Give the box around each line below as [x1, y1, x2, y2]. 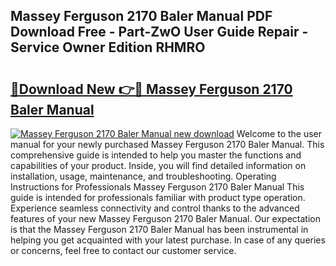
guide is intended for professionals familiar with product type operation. [10, 192, 306, 203]
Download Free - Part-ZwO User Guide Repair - [10, 24, 309, 41]
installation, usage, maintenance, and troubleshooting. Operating [10, 170, 277, 182]
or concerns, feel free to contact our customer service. [10, 245, 237, 256]
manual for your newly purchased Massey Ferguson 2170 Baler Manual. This [10, 139, 325, 150]
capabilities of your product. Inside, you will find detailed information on [10, 160, 307, 171]
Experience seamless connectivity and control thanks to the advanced [10, 202, 300, 214]
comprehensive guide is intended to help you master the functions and [10, 149, 302, 161]
